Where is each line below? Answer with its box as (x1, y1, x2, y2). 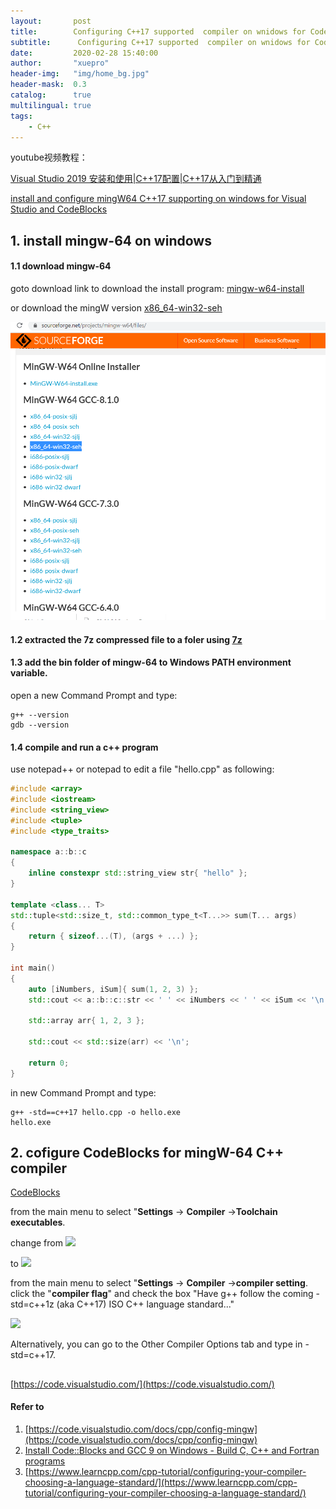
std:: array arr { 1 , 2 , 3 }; (28, 1016, 145, 1026)
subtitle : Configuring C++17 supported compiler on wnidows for (10, 37, 311, 47)
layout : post (10, 16, 92, 26)
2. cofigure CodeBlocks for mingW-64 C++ (10, 1145, 284, 1162)
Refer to (10, 1401, 45, 1413)
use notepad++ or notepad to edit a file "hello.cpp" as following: (10, 763, 275, 775)
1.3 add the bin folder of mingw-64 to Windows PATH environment (10, 656, 292, 669)
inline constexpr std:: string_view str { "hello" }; (28, 868, 248, 879)
